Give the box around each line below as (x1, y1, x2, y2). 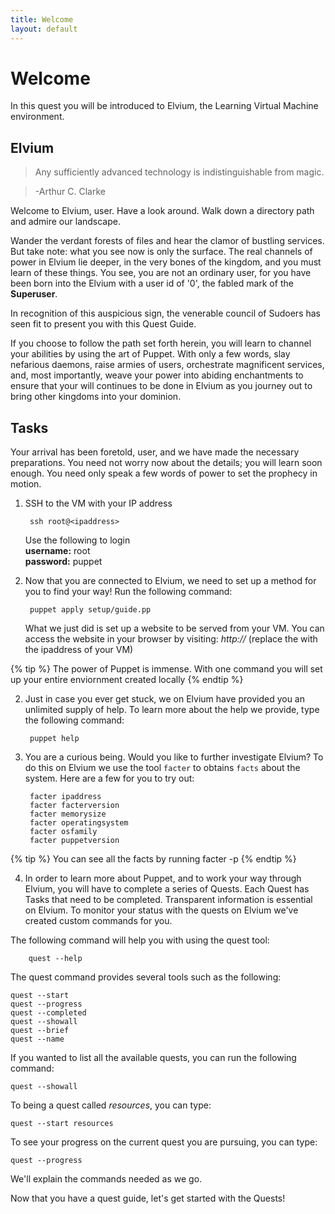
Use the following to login (24, 534, 131, 546)
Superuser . (10, 288, 58, 300)
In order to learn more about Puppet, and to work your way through (24, 872, 302, 885)
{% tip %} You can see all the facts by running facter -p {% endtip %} (10, 853, 297, 865)
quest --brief (10, 1026, 70, 1036)
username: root (24, 545, 91, 557)
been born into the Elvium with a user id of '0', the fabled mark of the (10, 277, 294, 290)
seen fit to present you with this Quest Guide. (10, 318, 197, 330)
